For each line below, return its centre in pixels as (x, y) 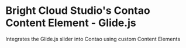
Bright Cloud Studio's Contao (78, 11)
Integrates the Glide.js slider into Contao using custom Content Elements (93, 39)
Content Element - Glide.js (71, 23)
